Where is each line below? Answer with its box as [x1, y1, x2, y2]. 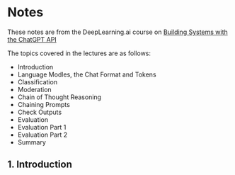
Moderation [17, 85, 52, 94]
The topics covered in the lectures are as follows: [7, 49, 151, 57]
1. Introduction [7, 159, 72, 171]
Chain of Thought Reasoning [17, 93, 101, 101]
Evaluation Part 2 [17, 130, 68, 139]
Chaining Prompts [17, 100, 71, 108]
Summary [17, 137, 46, 146]
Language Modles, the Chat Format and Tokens [17, 70, 157, 79]
